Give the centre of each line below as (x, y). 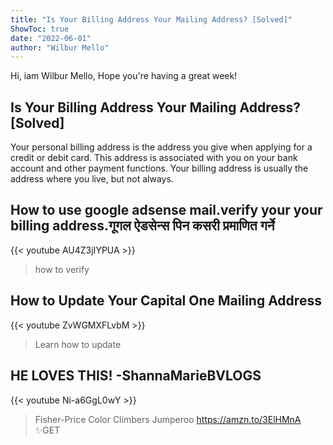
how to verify (62, 269)
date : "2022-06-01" (51, 38)
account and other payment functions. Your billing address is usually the (159, 168)
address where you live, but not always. (92, 179)
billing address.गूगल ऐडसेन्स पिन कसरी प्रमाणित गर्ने (142, 226)
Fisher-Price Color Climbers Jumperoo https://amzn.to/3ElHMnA (168, 419)
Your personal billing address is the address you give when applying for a (161, 147)
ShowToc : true (40, 29)
